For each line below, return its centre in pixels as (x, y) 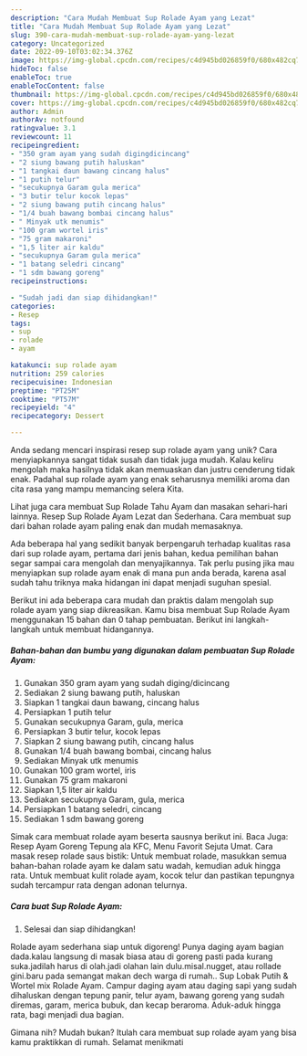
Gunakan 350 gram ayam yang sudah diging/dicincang (127, 682)
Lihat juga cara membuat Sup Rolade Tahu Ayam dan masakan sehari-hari (149, 507)
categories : (33, 306)
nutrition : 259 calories (57, 374)
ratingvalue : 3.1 (43, 129)
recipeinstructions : (50, 281)
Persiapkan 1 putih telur (67, 712)
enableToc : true (41, 78)
